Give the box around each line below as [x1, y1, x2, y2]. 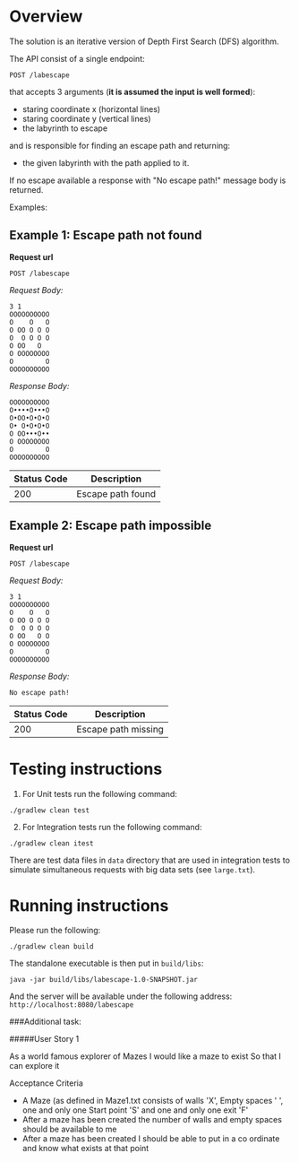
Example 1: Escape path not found [9, 228, 202, 243]
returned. [9, 184, 44, 195]
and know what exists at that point [21, 1143, 149, 1154]
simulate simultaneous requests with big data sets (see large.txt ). [9, 863, 256, 875]
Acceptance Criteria [9, 1078, 83, 1088]
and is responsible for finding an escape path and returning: [9, 140, 231, 151]
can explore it [9, 1061, 60, 1071]
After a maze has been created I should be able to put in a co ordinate [21, 1133, 280, 1144]
